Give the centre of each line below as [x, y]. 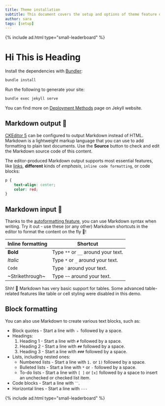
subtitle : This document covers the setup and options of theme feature [81, 14]
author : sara [18, 19]
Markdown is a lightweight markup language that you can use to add [74, 141]
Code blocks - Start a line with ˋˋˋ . [46, 383]
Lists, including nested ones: [41, 357]
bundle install [21, 80]
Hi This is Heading [43, 57]
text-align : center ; [35, 185]
